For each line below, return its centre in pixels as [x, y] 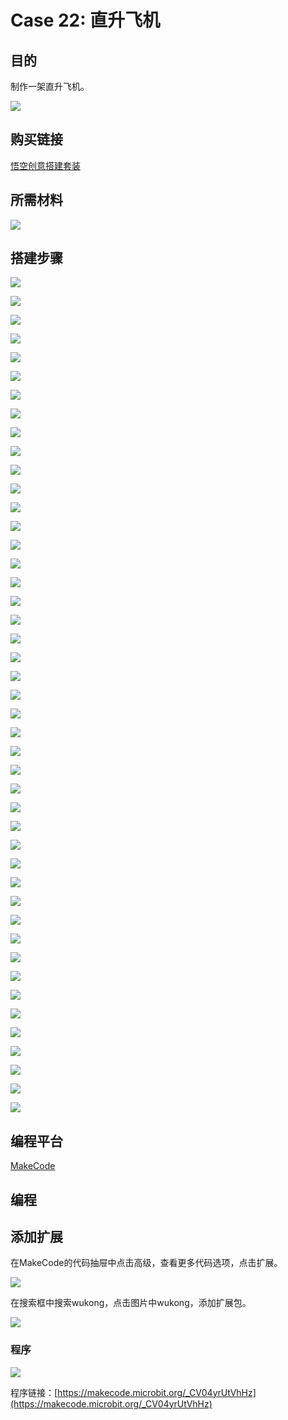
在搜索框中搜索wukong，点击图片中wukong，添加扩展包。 [131, 1303]
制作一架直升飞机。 [50, 86]
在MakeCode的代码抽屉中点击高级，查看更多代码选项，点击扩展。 [146, 1263]
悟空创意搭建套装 [45, 165]
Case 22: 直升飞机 [85, 20]
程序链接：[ [34, 1392]
